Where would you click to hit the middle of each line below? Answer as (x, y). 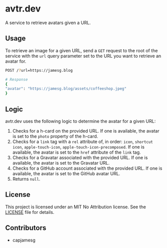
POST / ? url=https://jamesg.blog (39, 70)
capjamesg (24, 240)
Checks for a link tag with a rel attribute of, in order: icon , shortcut (83, 142)
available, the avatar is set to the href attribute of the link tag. (77, 152)
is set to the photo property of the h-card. (55, 136)
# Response (17, 79)
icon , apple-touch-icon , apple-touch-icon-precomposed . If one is (78, 147)
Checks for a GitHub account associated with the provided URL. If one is (87, 168)
